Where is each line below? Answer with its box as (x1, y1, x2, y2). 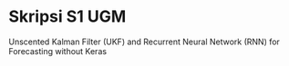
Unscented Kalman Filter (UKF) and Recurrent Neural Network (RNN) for (8, 36, 280, 47)
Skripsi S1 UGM (8, 6, 127, 27)
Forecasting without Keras (8, 45, 107, 56)
